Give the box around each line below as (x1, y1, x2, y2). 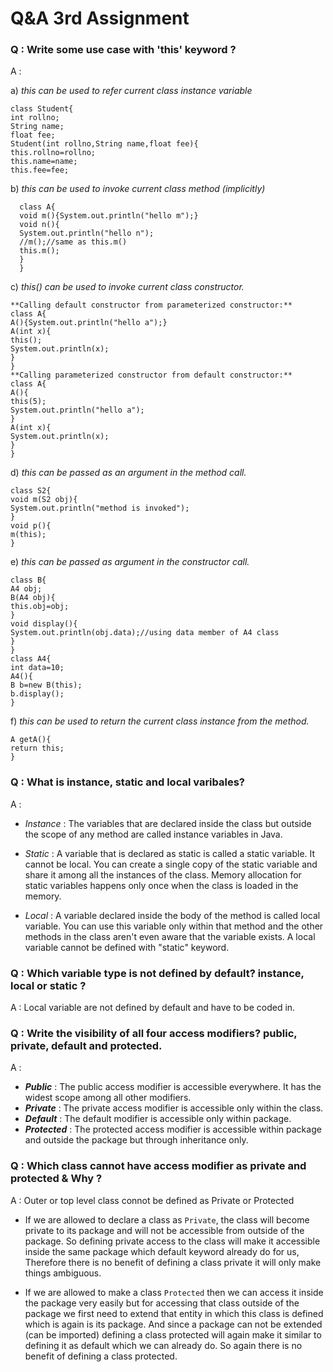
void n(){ (19, 220, 60, 230)
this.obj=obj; (10, 602, 70, 612)
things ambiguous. (24, 1267, 102, 1279)
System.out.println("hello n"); (19, 228, 155, 239)
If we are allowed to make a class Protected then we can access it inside (24, 1286, 324, 1298)
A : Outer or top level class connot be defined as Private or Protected (10, 1194, 295, 1206)
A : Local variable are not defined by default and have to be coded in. (10, 1002, 296, 1014)
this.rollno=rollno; (10, 148, 97, 158)
